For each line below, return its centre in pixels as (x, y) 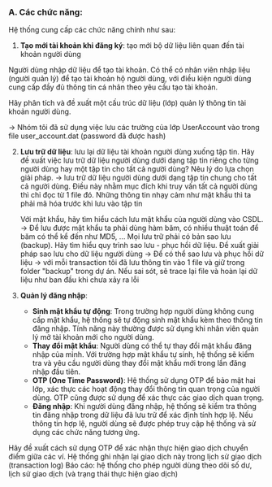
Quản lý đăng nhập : (54, 296)
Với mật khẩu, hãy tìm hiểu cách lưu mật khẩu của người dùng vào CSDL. (142, 220)
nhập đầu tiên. (56, 372)
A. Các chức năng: (45, 12)
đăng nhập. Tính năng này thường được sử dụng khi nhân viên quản (145, 328)
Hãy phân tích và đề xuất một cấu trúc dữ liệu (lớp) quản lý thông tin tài (127, 103)
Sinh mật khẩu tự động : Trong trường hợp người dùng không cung (143, 311)
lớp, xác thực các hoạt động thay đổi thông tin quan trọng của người (146, 389)
